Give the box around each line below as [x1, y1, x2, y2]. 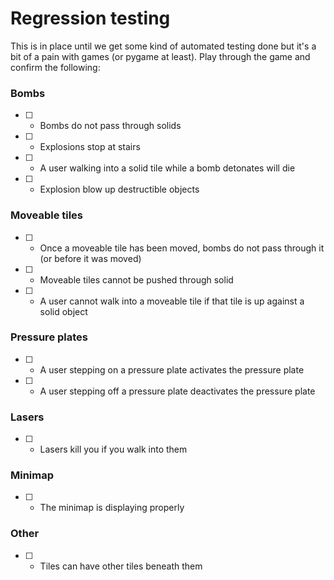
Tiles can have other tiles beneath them [39, 560, 203, 572]
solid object [39, 305, 88, 317]
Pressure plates [10, 330, 88, 344]
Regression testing [10, 7, 171, 30]
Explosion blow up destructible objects [39, 183, 200, 196]
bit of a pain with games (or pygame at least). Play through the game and [10, 50, 311, 62]
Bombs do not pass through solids [39, 120, 182, 132]
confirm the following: [10, 61, 101, 73]
